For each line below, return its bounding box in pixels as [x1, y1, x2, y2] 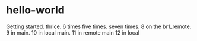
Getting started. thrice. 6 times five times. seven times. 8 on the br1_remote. [6, 23, 192, 30]
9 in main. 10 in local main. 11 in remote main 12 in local [6, 29, 139, 36]
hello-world [6, 4, 65, 17]
